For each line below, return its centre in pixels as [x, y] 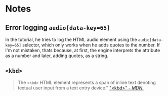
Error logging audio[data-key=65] [58, 28]
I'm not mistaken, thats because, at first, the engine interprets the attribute [83, 50]
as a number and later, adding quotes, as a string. [57, 56]
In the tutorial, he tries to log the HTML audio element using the [71, 39]
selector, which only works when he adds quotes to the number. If [91, 45]
